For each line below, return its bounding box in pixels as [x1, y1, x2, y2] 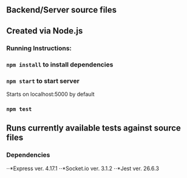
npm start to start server [6, 76, 80, 85]
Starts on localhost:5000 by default [6, 90, 95, 98]
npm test [6, 105, 32, 112]
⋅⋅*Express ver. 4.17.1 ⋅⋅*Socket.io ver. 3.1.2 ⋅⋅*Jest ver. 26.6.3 [6, 165, 160, 172]
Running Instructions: [6, 44, 72, 52]
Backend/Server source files [6, 5, 117, 15]
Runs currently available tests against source [6, 123, 181, 133]
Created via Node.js [6, 26, 83, 36]
